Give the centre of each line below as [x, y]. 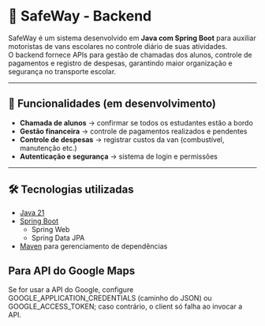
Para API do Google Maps [72, 270]
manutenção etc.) [48, 148]
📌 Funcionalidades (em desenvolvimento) [112, 104]
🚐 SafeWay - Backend [80, 16]
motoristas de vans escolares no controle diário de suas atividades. [118, 46]
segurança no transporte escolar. [62, 71]
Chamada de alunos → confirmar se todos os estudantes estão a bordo [136, 122]
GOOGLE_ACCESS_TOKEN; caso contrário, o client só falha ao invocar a [125, 306]
